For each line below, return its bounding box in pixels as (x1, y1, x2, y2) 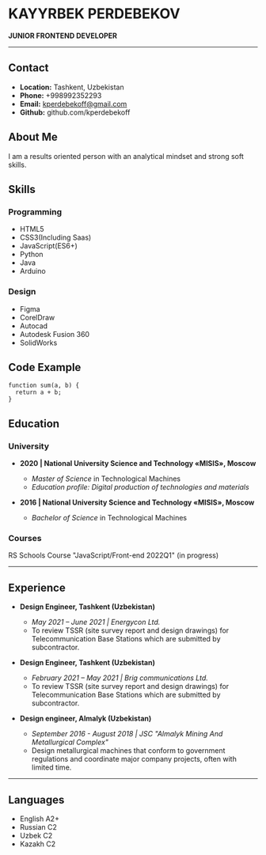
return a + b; (15, 388, 62, 396)
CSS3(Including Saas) (19, 233, 92, 242)
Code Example (8, 361, 82, 374)
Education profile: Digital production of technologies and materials (31, 482, 249, 492)
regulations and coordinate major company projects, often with (31, 755, 237, 764)
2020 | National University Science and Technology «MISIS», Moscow (19, 459, 256, 468)
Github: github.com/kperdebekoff (19, 108, 131, 117)
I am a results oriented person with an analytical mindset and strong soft (8, 151, 244, 161)
